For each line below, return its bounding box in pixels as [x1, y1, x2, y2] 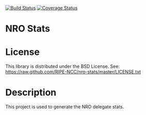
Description [5, 87, 57, 99]
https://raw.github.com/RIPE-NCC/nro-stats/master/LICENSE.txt [5, 69, 141, 75]
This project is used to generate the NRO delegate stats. [5, 104, 124, 110]
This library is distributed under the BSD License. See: [5, 63, 120, 69]
